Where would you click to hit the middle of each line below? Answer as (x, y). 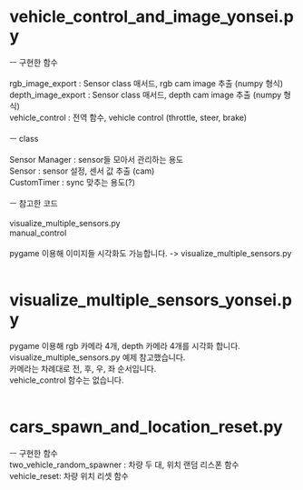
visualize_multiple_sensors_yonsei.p (151, 300)
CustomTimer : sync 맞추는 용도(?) (73, 182)
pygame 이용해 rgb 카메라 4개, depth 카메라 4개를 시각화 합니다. (125, 345)
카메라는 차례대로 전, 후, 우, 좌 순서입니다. (83, 368)
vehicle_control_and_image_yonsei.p (152, 17)
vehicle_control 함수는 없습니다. (67, 380)
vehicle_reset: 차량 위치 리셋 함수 (69, 475)
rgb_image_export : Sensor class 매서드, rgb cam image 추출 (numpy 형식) (147, 83)
